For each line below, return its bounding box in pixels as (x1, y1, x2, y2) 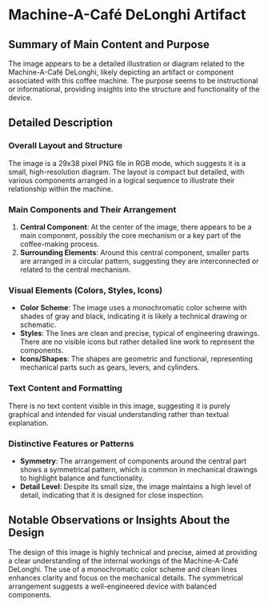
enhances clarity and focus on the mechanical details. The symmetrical (8, 573, 244, 582)
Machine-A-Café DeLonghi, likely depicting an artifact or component (8, 67, 234, 77)
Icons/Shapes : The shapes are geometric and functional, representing (19, 354, 254, 364)
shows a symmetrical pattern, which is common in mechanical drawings (19, 464, 258, 474)
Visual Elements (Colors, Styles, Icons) (8, 285, 163, 296)
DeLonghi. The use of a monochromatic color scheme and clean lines (8, 564, 238, 574)
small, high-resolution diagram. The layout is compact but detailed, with (8, 167, 245, 176)
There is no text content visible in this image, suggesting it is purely (8, 401, 230, 411)
